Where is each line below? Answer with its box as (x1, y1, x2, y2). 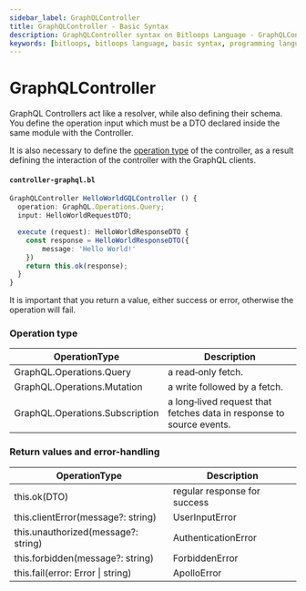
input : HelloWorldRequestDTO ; (17, 211, 132, 220)
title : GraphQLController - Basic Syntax (9, 22, 169, 31)
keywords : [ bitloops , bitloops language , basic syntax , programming (9, 38, 275, 48)
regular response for (172, 484, 261, 497)
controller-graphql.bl (9, 175, 96, 185)
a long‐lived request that (168, 395, 272, 408)
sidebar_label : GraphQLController (9, 13, 141, 23)
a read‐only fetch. (168, 366, 244, 379)
